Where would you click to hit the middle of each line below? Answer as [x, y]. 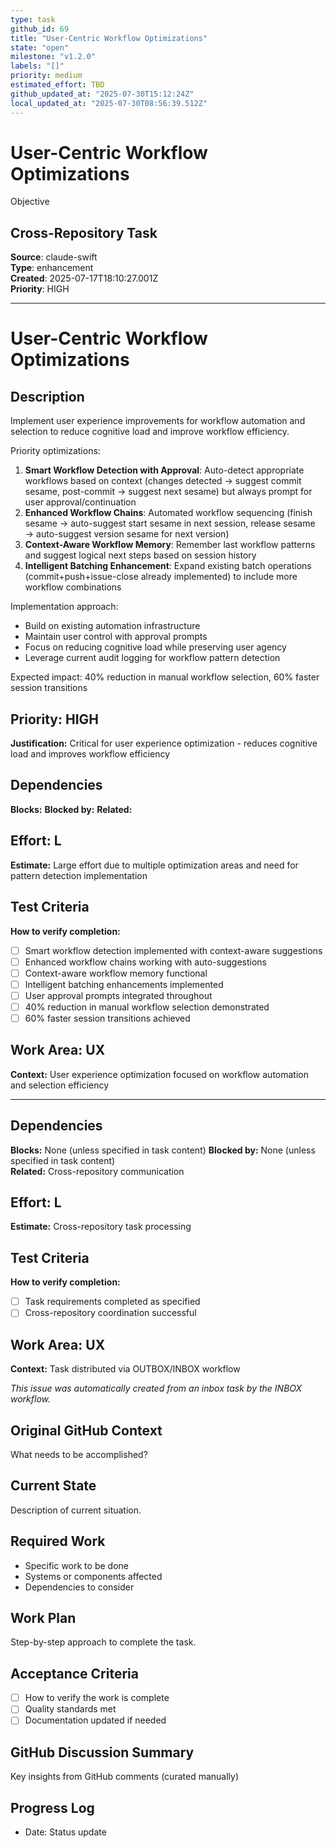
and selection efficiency [60, 1085]
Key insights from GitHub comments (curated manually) [125, 1777]
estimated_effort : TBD [57, 85]
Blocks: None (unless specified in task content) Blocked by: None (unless [163, 1150]
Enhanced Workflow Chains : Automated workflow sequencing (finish [168, 513]
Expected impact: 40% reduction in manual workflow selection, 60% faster [165, 677]
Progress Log [52, 1807]
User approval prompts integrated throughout [118, 995]
